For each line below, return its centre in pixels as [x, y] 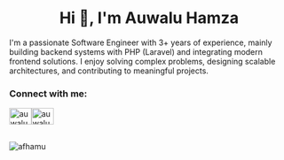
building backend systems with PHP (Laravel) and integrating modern [136, 51]
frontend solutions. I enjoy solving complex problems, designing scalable [142, 61]
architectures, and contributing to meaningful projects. [109, 71]
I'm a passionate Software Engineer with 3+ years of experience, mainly [141, 42]
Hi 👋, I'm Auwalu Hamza [149, 18]
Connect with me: [48, 94]
